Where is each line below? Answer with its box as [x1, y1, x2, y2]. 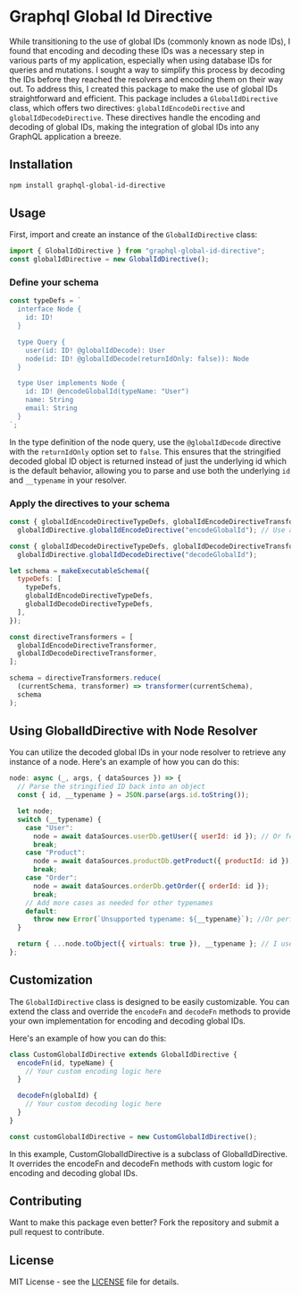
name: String [25, 396, 74, 405]
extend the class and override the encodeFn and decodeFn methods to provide [9, 1006, 291, 1016]
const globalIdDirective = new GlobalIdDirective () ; [9, 255, 210, 264]
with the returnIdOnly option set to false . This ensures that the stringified [9, 446, 281, 457]
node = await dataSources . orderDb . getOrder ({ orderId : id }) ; [32, 881, 270, 890]
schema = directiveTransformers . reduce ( [9, 673, 162, 682]
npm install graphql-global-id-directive [9, 181, 166, 190]
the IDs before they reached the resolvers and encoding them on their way [9, 73, 284, 84]
